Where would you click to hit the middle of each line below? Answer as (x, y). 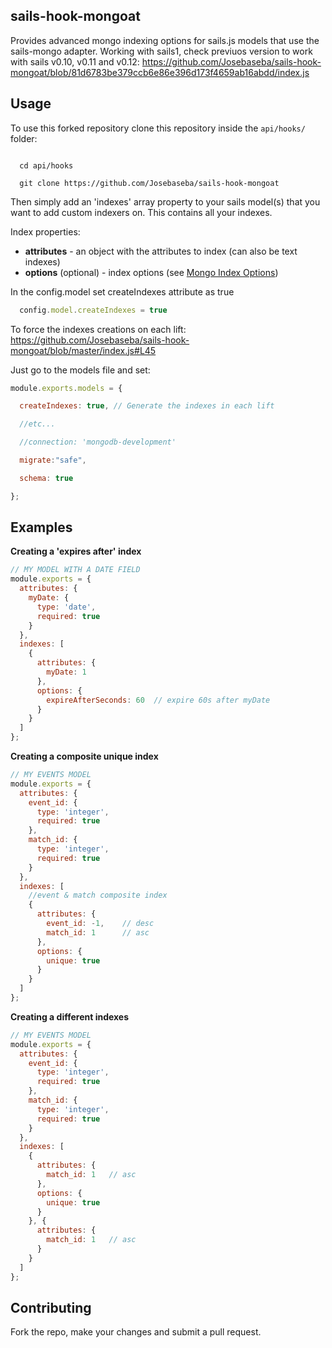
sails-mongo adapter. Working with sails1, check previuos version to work (161, 51)
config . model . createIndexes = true (93, 310)
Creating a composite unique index (84, 756)
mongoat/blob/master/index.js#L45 (83, 350)
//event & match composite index (98, 895)
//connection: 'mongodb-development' (98, 442)
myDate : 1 (66, 672)
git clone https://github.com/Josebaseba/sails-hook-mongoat (149, 183)
